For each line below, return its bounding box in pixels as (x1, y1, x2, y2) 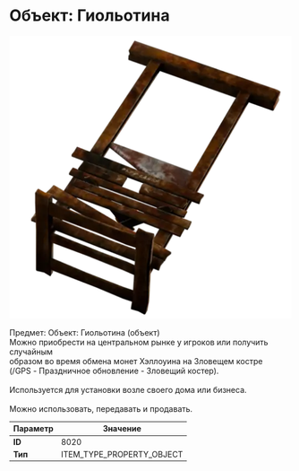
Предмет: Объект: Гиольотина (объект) (9, 327, 160, 337)
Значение (102, 423, 141, 434)
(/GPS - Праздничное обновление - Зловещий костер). (9, 365, 219, 376)
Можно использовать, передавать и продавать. (9, 403, 193, 414)
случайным (9, 346, 54, 357)
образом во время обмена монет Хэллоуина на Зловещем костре (9, 355, 263, 366)
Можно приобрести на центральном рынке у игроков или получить (9, 336, 269, 347)
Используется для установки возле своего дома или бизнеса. (9, 384, 248, 395)
